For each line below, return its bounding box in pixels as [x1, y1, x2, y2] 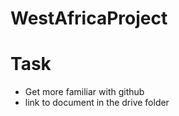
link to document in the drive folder [24, 97, 170, 109]
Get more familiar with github [24, 86, 145, 98]
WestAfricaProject [10, 7, 168, 30]
